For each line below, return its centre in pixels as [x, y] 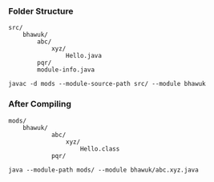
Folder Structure [41, 11]
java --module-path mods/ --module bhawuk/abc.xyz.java [103, 170]
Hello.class [100, 149]
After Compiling [40, 104]
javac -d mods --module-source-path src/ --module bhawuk [107, 84]
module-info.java [66, 70]
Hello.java [84, 56]
